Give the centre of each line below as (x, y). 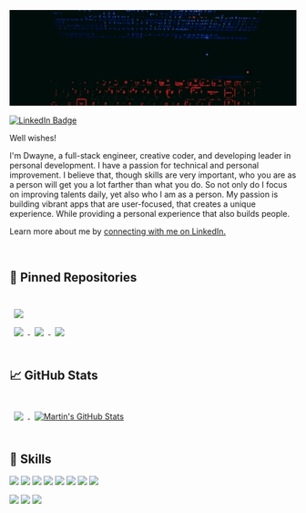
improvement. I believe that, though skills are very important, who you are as (153, 175)
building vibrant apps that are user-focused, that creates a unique (133, 204)
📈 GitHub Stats (54, 376)
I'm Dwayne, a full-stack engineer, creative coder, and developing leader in (150, 155)
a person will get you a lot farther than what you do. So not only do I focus (148, 185)
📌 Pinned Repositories (73, 277)
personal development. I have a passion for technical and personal (134, 165)
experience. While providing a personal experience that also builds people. (149, 214)
